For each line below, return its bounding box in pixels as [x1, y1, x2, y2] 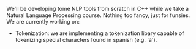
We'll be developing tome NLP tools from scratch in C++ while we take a [6, 5, 189, 12]
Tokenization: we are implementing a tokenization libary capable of [15, 30, 184, 37]
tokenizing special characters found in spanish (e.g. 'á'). [15, 36, 157, 43]
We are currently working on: [6, 18, 80, 25]
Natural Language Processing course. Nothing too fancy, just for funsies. [6, 11, 190, 19]
